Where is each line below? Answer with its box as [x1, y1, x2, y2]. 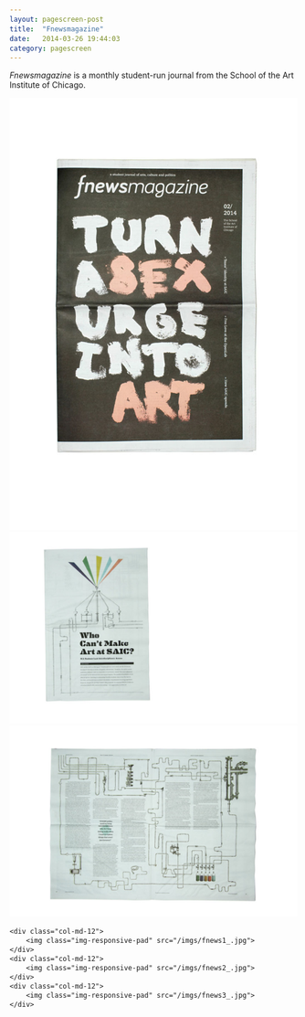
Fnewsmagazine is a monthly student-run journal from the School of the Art [9, 69, 294, 81]
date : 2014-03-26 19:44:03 [9, 34, 121, 43]
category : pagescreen [9, 44, 92, 53]
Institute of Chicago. [9, 79, 87, 90]
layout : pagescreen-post [9, 15, 104, 24]
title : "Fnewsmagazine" [9, 24, 104, 34]
